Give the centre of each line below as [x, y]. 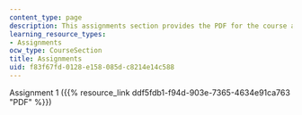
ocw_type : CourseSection [56, 51]
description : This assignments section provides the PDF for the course [148, 26]
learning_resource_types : [58, 34]
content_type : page [46, 17]
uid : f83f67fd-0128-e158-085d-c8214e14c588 [92, 68]
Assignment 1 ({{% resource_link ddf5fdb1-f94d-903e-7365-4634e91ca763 [150, 92]
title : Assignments [46, 59]
